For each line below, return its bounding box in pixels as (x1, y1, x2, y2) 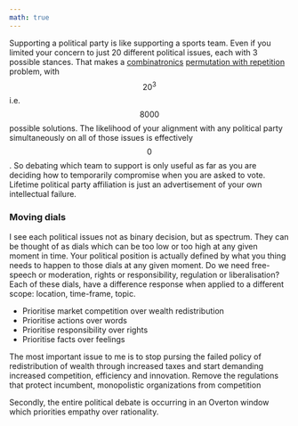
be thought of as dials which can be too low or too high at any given (9, 241, 258, 251)
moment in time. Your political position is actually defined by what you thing (9, 250, 286, 261)
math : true (9, 12, 50, 22)
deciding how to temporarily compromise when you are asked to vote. (9, 170, 266, 181)
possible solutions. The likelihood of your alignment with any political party (9, 123, 283, 134)
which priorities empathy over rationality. (9, 406, 159, 417)
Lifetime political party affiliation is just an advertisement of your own (9, 179, 262, 190)
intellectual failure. (9, 189, 77, 200)
